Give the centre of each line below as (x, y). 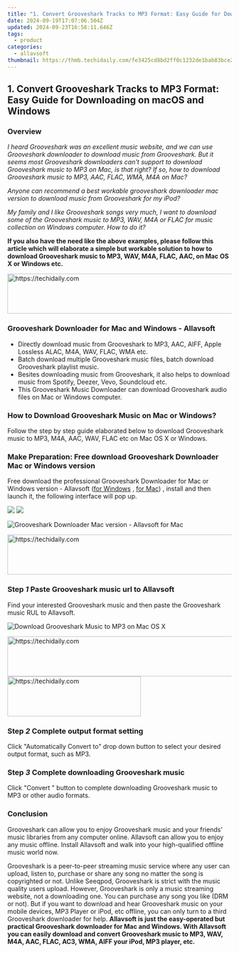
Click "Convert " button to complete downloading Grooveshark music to (113, 788)
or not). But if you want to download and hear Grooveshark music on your (115, 903)
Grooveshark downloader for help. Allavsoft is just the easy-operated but (116, 919)
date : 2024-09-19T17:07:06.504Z (55, 21)
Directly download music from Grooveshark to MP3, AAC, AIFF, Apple (119, 344)
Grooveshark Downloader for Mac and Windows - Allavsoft (111, 329)
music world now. (33, 852)
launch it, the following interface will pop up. (72, 496)
